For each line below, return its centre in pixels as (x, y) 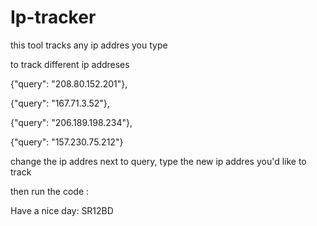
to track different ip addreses (70, 64)
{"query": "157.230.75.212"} (67, 142)
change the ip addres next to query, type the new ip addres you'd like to (158, 161)
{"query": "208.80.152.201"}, (69, 83)
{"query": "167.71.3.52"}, (60, 103)
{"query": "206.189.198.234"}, (71, 122)
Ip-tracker (53, 17)
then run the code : (50, 191)
